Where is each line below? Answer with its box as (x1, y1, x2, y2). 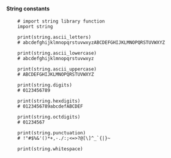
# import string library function (17, 18, 105, 24)
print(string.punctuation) (17, 130, 86, 136)
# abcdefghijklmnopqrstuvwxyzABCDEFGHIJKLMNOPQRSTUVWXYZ (17, 39, 166, 46)
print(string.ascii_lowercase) (17, 50, 97, 57)
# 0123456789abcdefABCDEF (17, 103, 84, 109)
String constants (6, 5, 50, 12)
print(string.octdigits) (17, 114, 81, 120)
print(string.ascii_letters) (17, 34, 92, 41)
